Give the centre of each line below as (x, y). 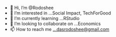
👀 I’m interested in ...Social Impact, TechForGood (61, 13)
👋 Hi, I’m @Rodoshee (32, 8)
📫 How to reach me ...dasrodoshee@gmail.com (60, 29)
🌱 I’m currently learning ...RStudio (45, 18)
